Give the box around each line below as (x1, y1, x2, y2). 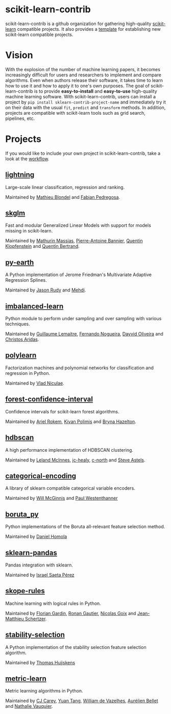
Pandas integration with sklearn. (5, 562, 73, 568)
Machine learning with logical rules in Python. (5, 600, 101, 606)
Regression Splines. (5, 277, 47, 283)
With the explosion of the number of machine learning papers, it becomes (5, 66, 161, 72)
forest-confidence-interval (5, 395, 93, 404)
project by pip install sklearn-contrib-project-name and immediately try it (5, 99, 166, 105)
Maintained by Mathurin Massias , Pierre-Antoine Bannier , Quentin (5, 238, 143, 244)
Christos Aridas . (5, 337, 39, 343)
